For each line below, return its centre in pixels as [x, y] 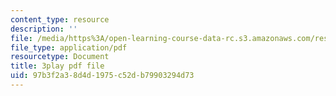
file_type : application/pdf [69, 47]
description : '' [44, 29]
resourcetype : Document [60, 57]
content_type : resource [60, 19]
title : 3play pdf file [57, 66]
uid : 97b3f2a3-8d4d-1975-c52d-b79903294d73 [102, 76]
